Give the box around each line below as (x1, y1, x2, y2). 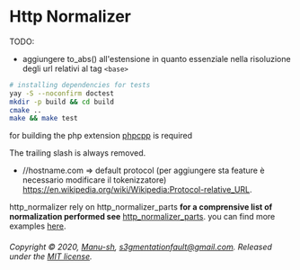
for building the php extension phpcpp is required (9, 130, 193, 141)
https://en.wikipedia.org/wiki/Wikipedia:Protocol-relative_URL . (22, 184, 253, 195)
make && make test (9, 114, 78, 123)
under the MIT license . (9, 250, 93, 262)
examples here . (9, 220, 66, 231)
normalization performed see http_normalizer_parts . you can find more (9, 211, 276, 222)
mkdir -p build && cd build (9, 97, 115, 106)
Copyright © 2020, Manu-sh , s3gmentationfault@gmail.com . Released (9, 241, 272, 252)
